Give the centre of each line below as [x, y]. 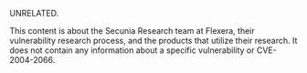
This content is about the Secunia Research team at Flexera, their [132, 31]
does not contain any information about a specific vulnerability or [132, 50]
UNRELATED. [34, 13]
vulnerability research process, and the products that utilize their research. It [153, 41]
